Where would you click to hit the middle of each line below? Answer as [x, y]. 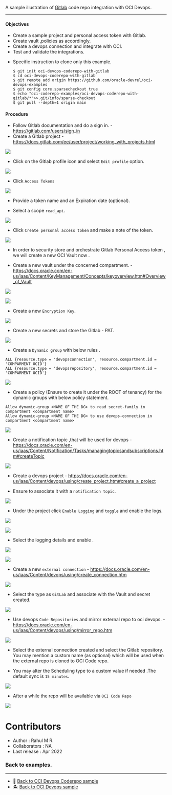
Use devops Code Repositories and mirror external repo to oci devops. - [89, 620]
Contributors [33, 726]
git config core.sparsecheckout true [58, 89]
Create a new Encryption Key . [44, 311]
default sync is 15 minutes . [41, 676]
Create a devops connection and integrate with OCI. [68, 46]
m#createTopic [28, 456]
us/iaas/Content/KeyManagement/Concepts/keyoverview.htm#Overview [89, 276]
